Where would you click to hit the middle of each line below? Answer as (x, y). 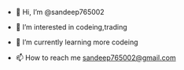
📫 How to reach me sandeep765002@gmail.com (96, 58)
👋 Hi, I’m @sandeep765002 (60, 12)
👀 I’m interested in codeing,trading (71, 27)
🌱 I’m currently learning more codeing (77, 42)
